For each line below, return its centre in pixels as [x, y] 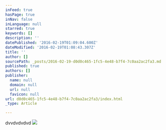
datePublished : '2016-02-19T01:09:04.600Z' [52, 43]
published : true [22, 66]
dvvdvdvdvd [18, 123]
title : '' [16, 52]
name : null [21, 80]
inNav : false [19, 19]
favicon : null [24, 94]
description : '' [22, 38]
